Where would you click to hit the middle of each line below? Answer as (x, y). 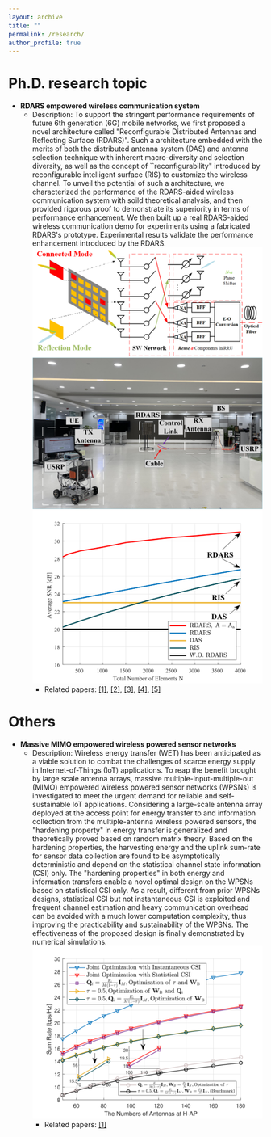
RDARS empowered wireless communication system (110, 106)
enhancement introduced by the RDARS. (99, 243)
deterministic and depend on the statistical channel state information (146, 864)
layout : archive (35, 17)
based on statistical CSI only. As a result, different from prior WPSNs (146, 890)
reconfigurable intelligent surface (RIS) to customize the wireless (140, 175)
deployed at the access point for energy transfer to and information (144, 813)
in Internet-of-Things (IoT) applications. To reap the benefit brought (144, 770)
